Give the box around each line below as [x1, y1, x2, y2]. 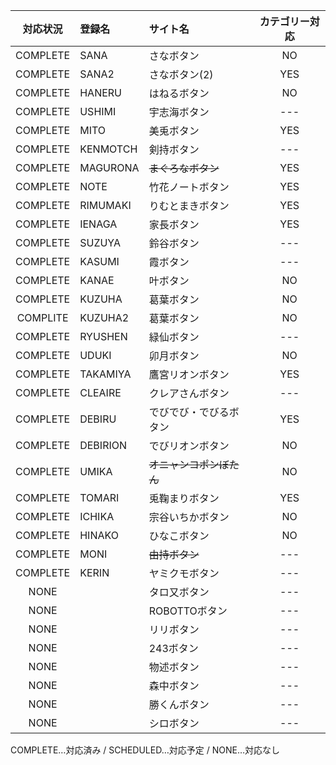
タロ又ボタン [148, 585, 210, 599]
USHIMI [79, 105, 117, 118]
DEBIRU [79, 412, 117, 426]
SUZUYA [79, 236, 122, 249]
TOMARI [79, 491, 120, 504]
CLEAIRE [79, 386, 122, 399]
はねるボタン [148, 87, 210, 100]
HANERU [79, 86, 123, 99]
